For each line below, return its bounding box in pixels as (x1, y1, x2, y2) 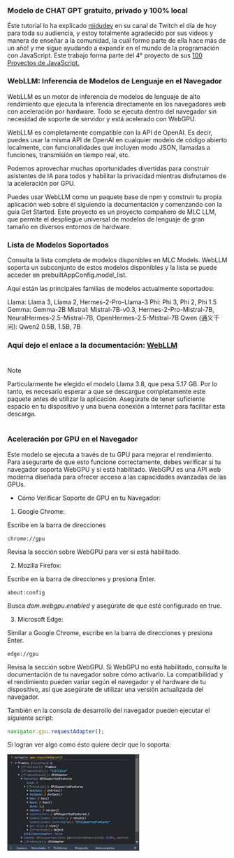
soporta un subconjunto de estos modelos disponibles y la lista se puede (7, 263, 217, 271)
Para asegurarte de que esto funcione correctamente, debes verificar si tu (7, 458, 221, 466)
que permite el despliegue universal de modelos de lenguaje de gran (7, 214, 205, 223)
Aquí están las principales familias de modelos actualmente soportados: (7, 284, 214, 292)
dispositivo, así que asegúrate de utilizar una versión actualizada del (7, 685, 204, 693)
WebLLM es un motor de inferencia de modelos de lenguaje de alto (7, 92, 200, 100)
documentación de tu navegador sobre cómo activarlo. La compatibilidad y (7, 670, 224, 679)
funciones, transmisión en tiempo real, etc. (7, 150, 131, 159)
